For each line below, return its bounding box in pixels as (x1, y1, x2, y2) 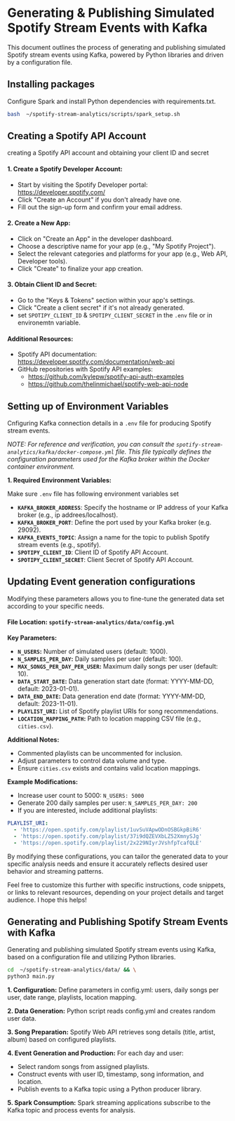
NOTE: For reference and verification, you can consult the (7, 440, 175, 449)
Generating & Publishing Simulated (7, 5, 215, 21)
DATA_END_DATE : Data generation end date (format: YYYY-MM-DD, (17, 692, 206, 700)
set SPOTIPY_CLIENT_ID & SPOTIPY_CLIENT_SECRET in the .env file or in (17, 311, 213, 320)
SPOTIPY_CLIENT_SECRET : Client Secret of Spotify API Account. (17, 556, 194, 564)
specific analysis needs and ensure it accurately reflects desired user (7, 859, 208, 868)
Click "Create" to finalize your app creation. (17, 264, 144, 273)
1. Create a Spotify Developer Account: (7, 165, 123, 173)
